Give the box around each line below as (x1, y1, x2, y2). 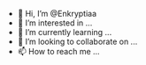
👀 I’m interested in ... (17, 18, 93, 28)
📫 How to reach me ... (17, 47, 100, 56)
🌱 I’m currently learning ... (17, 27, 112, 37)
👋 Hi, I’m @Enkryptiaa (17, 9, 97, 18)
